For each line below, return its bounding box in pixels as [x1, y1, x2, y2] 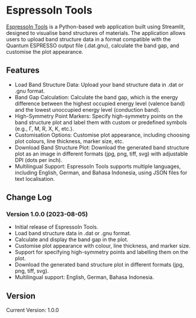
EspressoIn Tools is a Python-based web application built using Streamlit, [6, 23, 185, 30]
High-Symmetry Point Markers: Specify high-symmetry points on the [14, 112, 183, 119]
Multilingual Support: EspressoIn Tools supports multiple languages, [14, 163, 181, 170]
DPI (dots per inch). [14, 156, 63, 163]
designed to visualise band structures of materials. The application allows [6, 29, 186, 36]
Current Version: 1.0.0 [6, 307, 59, 314]
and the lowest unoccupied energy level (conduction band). [14, 106, 161, 113]
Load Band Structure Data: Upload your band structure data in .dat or [14, 81, 184, 88]
